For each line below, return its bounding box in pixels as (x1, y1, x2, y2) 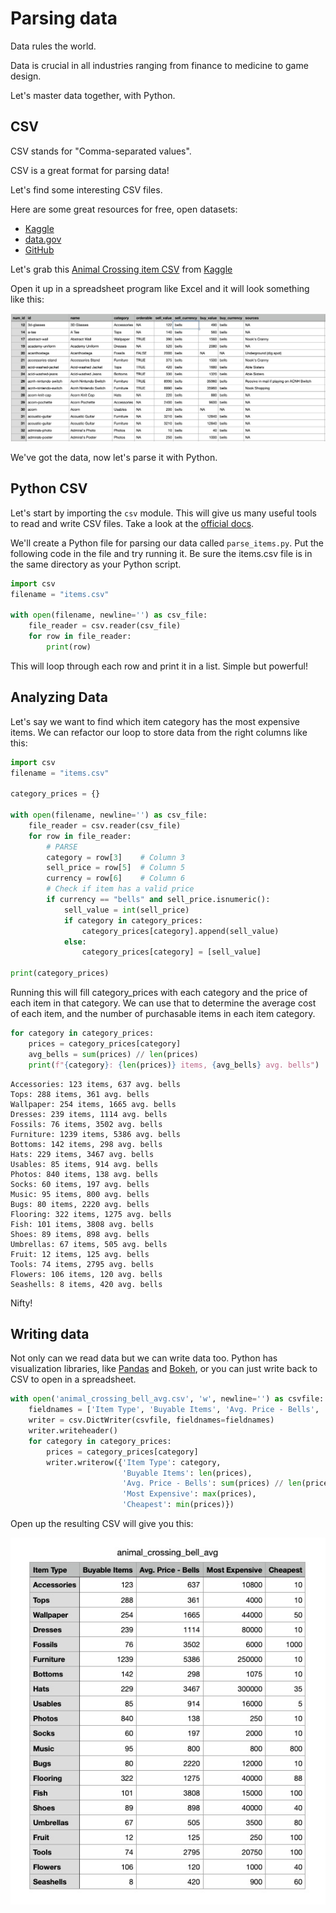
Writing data (10, 1326, 90, 1342)
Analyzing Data (10, 689, 108, 706)
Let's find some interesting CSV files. (10, 183, 163, 196)
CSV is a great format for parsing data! (10, 164, 170, 176)
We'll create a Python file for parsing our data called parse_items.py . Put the (10, 537, 325, 549)
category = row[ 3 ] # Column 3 (46, 852, 186, 862)
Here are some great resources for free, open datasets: (10, 203, 238, 215)
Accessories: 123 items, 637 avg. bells (10, 1079, 182, 1089)
